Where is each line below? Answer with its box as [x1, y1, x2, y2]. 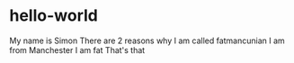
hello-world [9, 5, 99, 26]
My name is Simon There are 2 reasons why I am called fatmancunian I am [9, 35, 285, 46]
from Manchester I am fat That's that [9, 44, 146, 55]
